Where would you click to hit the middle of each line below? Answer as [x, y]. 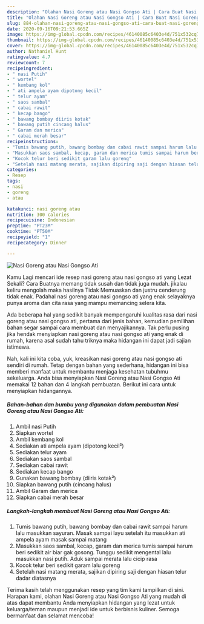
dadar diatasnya [36, 578]
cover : [15, 46]
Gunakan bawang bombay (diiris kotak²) [66, 478]
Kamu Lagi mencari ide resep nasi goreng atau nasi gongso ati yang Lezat [99, 277]
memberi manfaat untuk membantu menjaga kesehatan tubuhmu [87, 371]
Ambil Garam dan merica [47, 491]
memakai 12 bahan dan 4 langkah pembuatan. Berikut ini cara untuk [91, 384]
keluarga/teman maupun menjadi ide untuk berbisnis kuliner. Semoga [93, 609]
